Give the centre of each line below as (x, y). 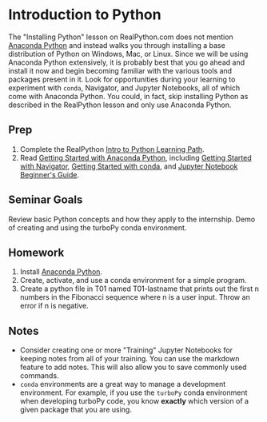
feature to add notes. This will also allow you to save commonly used (133, 367)
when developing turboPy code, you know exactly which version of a (134, 401)
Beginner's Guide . (50, 174)
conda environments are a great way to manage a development (123, 384)
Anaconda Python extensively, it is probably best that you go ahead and (127, 62)
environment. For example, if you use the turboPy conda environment (133, 392)
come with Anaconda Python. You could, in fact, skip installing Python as (128, 96)
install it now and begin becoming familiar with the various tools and (120, 70)
